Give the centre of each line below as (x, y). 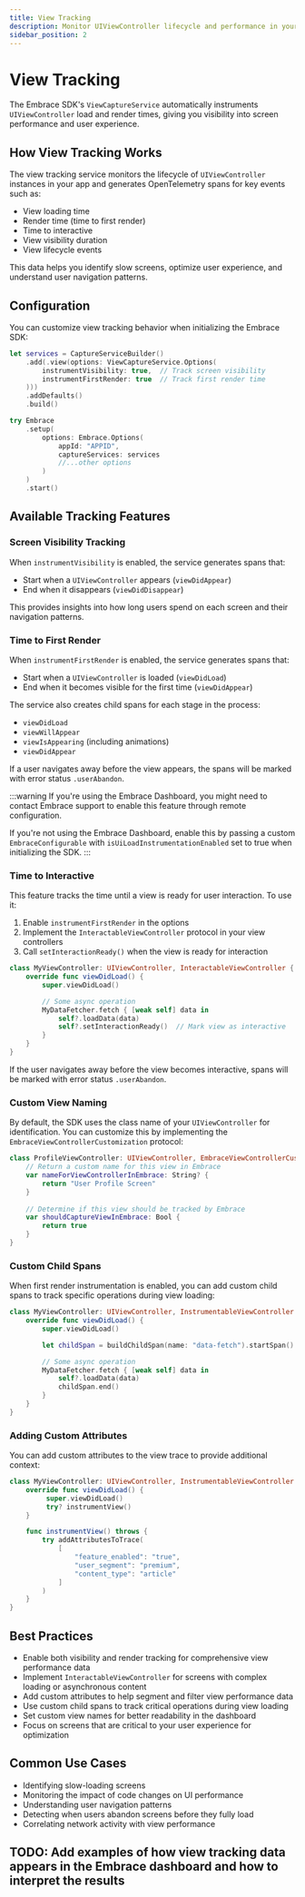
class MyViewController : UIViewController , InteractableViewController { (152, 968)
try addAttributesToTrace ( (93, 1540)
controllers (43, 942)
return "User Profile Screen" (99, 1184)
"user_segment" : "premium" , (127, 1565)
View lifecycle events (62, 250)
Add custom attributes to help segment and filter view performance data (157, 1696)
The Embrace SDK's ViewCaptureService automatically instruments (134, 104)
